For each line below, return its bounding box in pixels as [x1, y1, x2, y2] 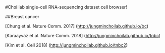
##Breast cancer [5, 14, 40, 19]
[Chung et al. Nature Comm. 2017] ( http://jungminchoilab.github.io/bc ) [5, 23, 149, 29]
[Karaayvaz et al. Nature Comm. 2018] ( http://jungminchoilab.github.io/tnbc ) [5, 33, 161, 38]
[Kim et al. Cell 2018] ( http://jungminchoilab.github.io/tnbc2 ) [5, 42, 128, 48]
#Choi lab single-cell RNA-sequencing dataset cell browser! [5, 4, 127, 10]
